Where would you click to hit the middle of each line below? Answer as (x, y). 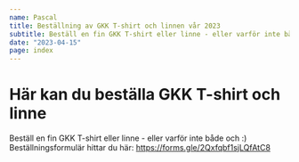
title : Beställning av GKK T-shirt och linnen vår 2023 (115, 26)
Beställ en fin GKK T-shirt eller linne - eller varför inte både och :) (128, 138)
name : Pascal (33, 17)
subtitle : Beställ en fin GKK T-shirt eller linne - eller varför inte (145, 34)
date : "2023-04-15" (45, 42)
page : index (31, 51)
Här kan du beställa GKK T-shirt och (145, 95)
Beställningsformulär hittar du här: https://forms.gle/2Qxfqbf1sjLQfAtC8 (140, 148)
